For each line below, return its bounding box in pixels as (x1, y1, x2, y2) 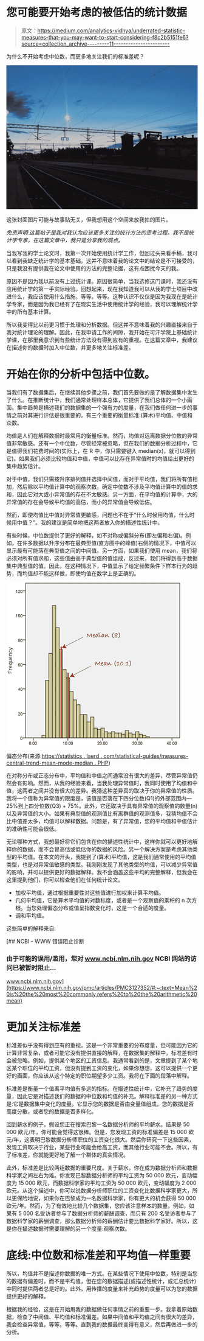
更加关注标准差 (6, 1020, 81, 1034)
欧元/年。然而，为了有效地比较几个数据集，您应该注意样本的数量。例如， (6, 1202, 189, 1210)
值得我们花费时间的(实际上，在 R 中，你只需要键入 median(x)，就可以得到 (11, 447, 196, 454)
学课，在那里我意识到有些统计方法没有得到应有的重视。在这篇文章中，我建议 (6, 336, 198, 343)
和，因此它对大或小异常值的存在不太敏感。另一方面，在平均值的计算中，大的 (6, 491, 198, 498)
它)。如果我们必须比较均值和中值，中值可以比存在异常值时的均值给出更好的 (6, 455, 195, 462)
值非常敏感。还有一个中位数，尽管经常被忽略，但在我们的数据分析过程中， (6, 439, 192, 447)
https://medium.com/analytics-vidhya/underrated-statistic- (37, 27, 186, 34)
